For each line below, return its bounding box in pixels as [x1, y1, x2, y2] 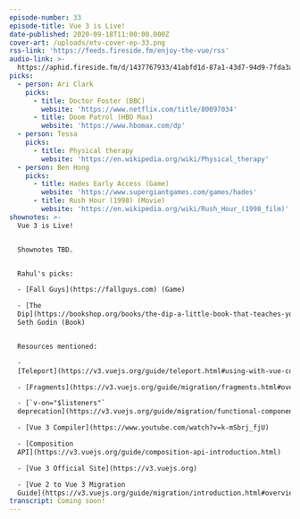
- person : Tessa [17, 130, 78, 139]
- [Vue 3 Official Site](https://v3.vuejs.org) [17, 464, 198, 472]
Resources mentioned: [17, 342, 98, 351]
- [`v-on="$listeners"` [17, 399, 105, 408]
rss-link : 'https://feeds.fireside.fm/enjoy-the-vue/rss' [9, 47, 229, 55]
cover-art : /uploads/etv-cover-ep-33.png [9, 38, 166, 47]
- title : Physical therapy [32, 146, 134, 155]
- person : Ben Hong [17, 163, 90, 172]
